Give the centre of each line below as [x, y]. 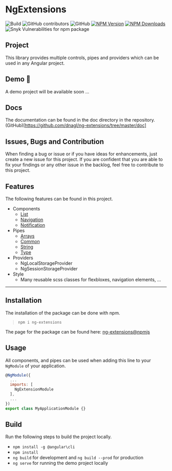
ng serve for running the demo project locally [60, 463]
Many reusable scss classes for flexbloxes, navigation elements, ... [91, 280]
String [27, 247]
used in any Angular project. [35, 63]
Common [30, 241]
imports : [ [21, 385]
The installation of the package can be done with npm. [63, 313]
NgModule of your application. [36, 366]
